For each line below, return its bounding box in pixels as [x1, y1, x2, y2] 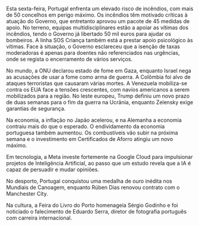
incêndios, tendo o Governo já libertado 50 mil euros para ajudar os [6, 30, 171, 37]
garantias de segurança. [6, 105, 66, 112]
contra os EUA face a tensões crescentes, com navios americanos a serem [6, 86, 190, 93]
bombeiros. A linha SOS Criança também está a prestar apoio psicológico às [6, 37, 193, 43]
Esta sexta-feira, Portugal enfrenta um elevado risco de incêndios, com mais [6, 5, 194, 12]
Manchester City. [6, 190, 49, 197]
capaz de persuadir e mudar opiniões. [6, 166, 99, 173]
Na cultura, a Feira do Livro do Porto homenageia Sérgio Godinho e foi [6, 202, 178, 209]
